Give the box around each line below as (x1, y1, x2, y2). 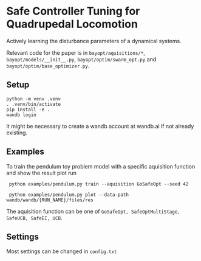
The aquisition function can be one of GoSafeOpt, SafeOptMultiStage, (6, 207, 180, 215)
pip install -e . (6, 106, 50, 113)
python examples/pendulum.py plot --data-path (9, 192, 129, 198)
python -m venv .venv (6, 96, 61, 102)
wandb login (6, 111, 36, 118)
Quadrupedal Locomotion (6, 17, 138, 31)
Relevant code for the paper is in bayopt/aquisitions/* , (6, 49, 146, 56)
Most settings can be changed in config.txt (6, 248, 117, 255)
